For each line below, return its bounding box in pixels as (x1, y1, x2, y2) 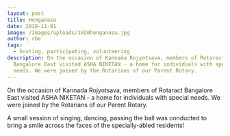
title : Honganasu (7, 16, 57, 23)
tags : (7, 42, 23, 49)
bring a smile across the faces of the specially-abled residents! (7, 121, 185, 129)
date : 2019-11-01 (7, 23, 57, 29)
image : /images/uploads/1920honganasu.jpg (7, 29, 130, 36)
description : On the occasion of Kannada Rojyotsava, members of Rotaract (7, 55, 225, 62)
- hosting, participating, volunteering (13, 49, 130, 55)
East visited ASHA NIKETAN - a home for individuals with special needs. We (7, 93, 221, 101)
